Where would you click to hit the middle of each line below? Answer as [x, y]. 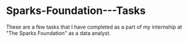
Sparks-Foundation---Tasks [76, 11]
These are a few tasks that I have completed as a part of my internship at [94, 27]
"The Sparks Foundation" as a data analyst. [59, 33]
